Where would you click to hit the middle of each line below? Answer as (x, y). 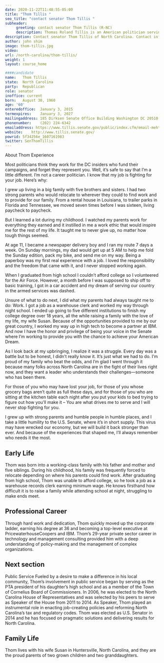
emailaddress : (20, 128)
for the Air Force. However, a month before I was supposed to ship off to (78, 280)
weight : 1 (15, 60)
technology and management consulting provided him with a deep (72, 539)
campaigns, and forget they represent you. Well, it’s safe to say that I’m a (78, 170)
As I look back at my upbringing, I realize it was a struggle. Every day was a (81, 351)
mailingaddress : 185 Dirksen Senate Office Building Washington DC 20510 (82, 118)
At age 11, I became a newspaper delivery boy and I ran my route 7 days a (79, 245)
